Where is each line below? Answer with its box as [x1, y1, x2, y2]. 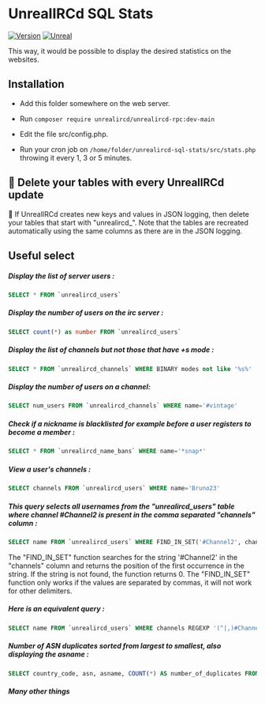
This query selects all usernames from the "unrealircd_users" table [8, 502, 235, 511]
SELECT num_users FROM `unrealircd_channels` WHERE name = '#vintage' [8, 402, 238, 410]
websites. [8, 55, 39, 64]
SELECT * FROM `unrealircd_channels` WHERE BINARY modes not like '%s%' [8, 365, 252, 373]
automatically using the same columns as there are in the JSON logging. [8, 226, 243, 236]
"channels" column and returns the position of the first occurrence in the [8, 561, 244, 570]
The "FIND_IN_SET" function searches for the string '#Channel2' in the [8, 552, 238, 562]
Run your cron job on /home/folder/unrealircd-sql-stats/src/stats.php [19, 144, 256, 154]
